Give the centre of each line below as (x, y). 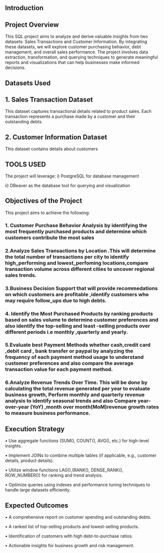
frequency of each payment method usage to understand (74, 357)
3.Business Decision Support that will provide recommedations (82, 288)
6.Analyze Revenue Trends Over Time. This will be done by (76, 382)
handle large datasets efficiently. (38, 490)
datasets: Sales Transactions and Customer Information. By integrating (76, 42)
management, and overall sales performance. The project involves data (77, 52)
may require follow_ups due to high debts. (56, 300)
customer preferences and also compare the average (69, 363)
